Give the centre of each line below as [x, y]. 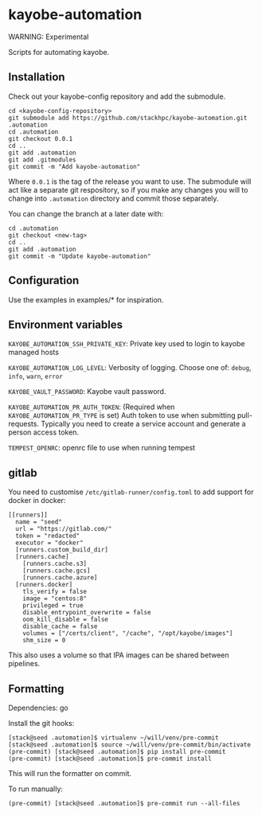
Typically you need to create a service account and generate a [143, 424]
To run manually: [36, 789]
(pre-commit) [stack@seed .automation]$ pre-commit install [110, 758]
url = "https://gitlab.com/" [64, 529]
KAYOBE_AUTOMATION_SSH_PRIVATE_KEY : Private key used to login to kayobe [127, 344]
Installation [37, 77]
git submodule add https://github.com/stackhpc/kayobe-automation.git [128, 118]
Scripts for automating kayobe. [59, 52]
